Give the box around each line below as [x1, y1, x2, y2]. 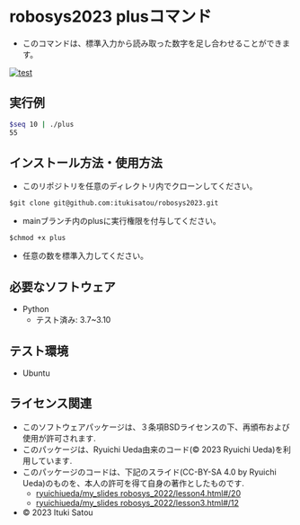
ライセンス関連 [9, 396, 93, 412]
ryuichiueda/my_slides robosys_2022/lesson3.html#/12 [35, 497, 240, 508]
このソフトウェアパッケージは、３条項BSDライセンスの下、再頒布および [22, 422, 290, 432]
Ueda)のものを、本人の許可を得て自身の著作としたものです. [22, 477, 244, 488]
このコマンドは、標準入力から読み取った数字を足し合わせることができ [22, 38, 283, 49]
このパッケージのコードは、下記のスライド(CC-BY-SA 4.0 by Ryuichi [22, 467, 277, 477]
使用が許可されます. [22, 432, 96, 443]
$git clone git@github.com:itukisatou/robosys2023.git [9, 199, 219, 208]
